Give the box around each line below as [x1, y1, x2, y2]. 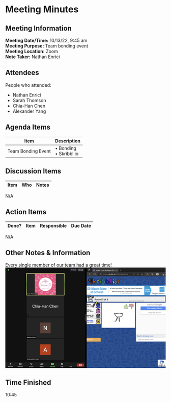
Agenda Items [5, 123, 51, 132]
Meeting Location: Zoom [5, 48, 59, 54]
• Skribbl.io [55, 150, 79, 157]
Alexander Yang [12, 108, 46, 114]
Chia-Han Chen [12, 103, 46, 109]
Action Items [5, 208, 47, 216]
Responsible [40, 223, 67, 229]
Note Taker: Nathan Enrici [5, 54, 60, 60]
